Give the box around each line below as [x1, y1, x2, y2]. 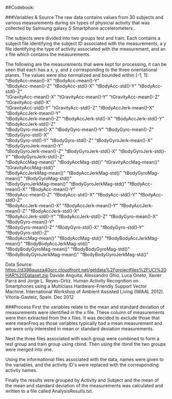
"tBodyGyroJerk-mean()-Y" [5, 143, 63, 149]
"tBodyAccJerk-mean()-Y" [5, 110, 61, 116]
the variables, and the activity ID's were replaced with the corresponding [5, 362, 159, 368]
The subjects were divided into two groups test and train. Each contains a [5, 35, 160, 41]
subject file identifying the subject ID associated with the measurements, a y [5, 40, 166, 47]
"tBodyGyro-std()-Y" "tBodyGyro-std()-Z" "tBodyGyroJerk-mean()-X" [5, 138, 153, 143]
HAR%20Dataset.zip [5, 272, 49, 278]
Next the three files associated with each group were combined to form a [5, 336, 160, 342]
